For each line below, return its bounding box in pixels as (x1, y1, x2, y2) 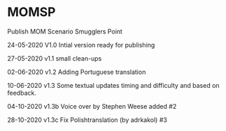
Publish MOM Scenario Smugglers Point (7, 27, 122, 36)
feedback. (7, 88, 36, 97)
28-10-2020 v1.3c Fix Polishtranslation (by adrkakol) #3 (7, 116, 168, 124)
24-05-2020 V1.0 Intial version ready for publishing (7, 40, 155, 49)
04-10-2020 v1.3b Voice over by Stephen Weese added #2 (7, 102, 177, 110)
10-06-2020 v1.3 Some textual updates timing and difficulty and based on (7, 81, 220, 89)
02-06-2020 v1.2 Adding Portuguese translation (7, 68, 146, 76)
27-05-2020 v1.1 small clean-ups (7, 54, 102, 63)
